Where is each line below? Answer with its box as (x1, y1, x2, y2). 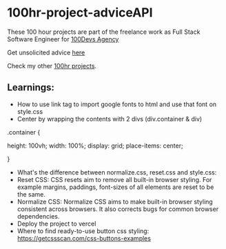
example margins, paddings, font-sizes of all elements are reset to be (17, 183, 214, 191)
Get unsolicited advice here (7, 48, 85, 57)
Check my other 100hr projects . (7, 61, 97, 70)
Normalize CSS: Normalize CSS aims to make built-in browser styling (17, 197, 214, 206)
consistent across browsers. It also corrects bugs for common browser (17, 205, 219, 213)
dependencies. (17, 212, 60, 220)
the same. (17, 190, 46, 198)
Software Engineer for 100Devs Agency (7, 34, 119, 43)
